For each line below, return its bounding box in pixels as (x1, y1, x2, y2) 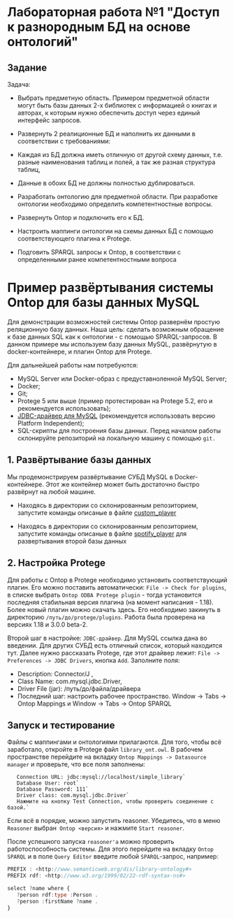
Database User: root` (16, 780, 80, 787)
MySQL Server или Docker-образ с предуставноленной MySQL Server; (17, 374, 227, 383)
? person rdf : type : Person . (16, 891, 98, 898)
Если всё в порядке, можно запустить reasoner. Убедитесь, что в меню (7, 817, 221, 825)
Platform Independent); (17, 418, 85, 427)
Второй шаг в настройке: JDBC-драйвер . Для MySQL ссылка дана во (7, 634, 207, 642)
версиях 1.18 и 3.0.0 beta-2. (7, 620, 89, 629)
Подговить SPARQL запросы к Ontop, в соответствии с (17, 248, 182, 256)
